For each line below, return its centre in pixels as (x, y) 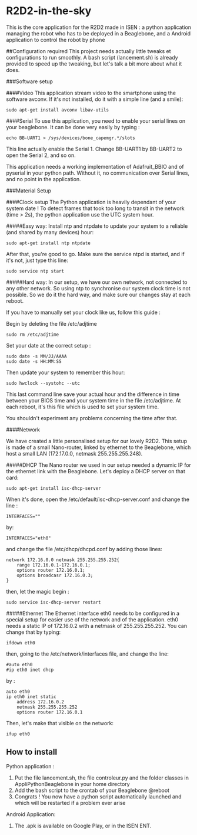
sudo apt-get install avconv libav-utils (58, 110)
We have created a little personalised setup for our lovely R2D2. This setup (97, 441)
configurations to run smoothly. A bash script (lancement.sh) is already (92, 57)
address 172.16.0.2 (41, 702)
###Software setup (29, 81)
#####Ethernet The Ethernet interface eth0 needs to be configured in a (93, 613)
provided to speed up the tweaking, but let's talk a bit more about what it (94, 64)
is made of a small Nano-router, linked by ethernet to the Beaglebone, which (98, 447)
